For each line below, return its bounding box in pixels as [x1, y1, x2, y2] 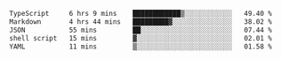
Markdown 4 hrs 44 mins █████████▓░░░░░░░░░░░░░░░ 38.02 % [9, 17, 273, 26]
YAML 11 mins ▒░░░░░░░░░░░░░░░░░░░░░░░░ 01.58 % [9, 41, 273, 51]
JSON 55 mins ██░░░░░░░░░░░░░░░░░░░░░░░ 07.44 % [9, 26, 273, 34]
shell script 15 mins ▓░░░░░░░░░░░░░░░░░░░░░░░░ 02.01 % [9, 34, 273, 42]
